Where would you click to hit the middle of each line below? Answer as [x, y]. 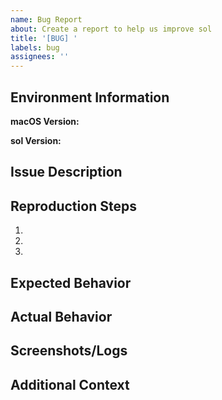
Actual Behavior [61, 316]
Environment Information [90, 97]
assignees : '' [40, 57]
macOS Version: [45, 121]
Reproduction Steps [73, 206]
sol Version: [36, 140]
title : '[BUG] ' [44, 38]
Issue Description [66, 172]
